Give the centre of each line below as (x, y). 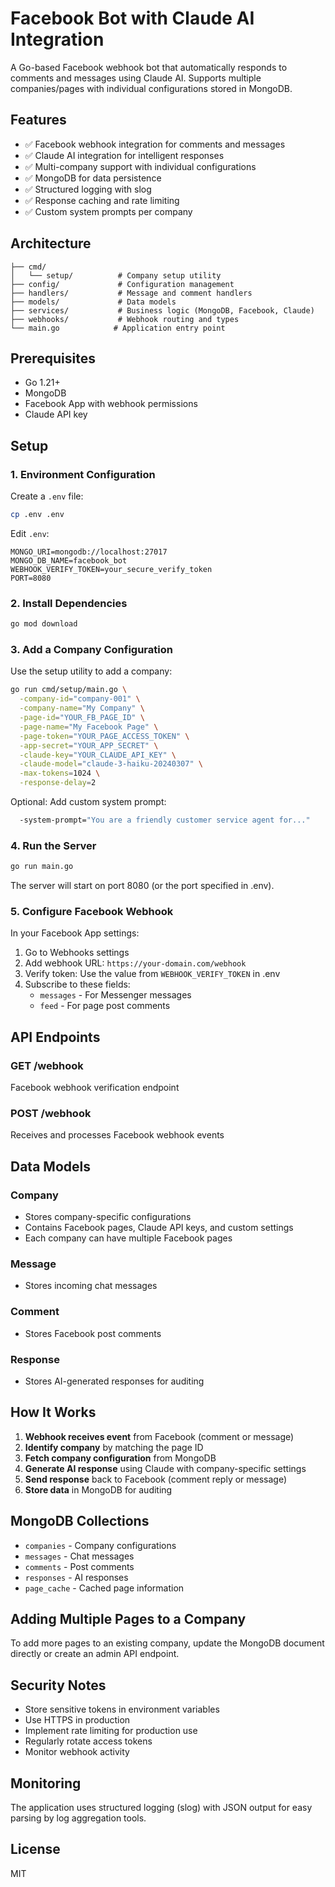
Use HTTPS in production (77, 1720)
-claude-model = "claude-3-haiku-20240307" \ (111, 764)
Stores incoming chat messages (91, 1286)
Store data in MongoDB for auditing (98, 1489)
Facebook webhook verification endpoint (95, 1088)
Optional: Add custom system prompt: (88, 802)
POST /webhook (51, 1113)
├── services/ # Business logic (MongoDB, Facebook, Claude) (162, 310)
